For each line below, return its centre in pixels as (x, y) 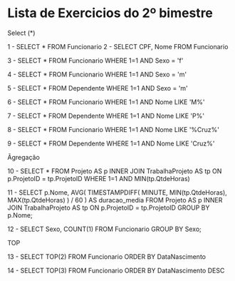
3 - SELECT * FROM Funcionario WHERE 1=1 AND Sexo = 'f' (95, 60)
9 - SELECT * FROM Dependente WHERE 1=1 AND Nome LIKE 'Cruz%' (111, 143)
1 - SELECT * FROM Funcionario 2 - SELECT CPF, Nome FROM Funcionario (118, 46)
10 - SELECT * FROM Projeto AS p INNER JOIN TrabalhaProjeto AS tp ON (115, 171)
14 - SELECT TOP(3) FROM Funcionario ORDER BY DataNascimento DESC (116, 270)
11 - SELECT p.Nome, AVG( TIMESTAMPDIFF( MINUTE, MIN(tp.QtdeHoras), (117, 192)
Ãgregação (24, 157)
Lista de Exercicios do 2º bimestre (110, 13)
